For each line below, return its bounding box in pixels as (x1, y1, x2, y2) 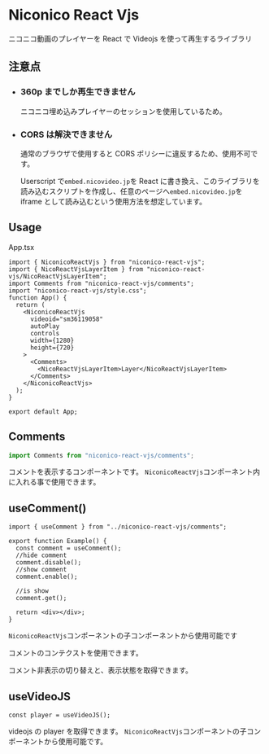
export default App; (8, 407, 79, 416)
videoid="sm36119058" (29, 315, 104, 323)
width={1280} (29, 336, 75, 344)
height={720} (29, 344, 75, 352)
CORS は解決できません (20, 129, 113, 140)
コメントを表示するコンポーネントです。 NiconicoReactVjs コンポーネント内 (8, 467, 261, 477)
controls (29, 329, 60, 337)
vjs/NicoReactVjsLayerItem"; (8, 272, 107, 280)
